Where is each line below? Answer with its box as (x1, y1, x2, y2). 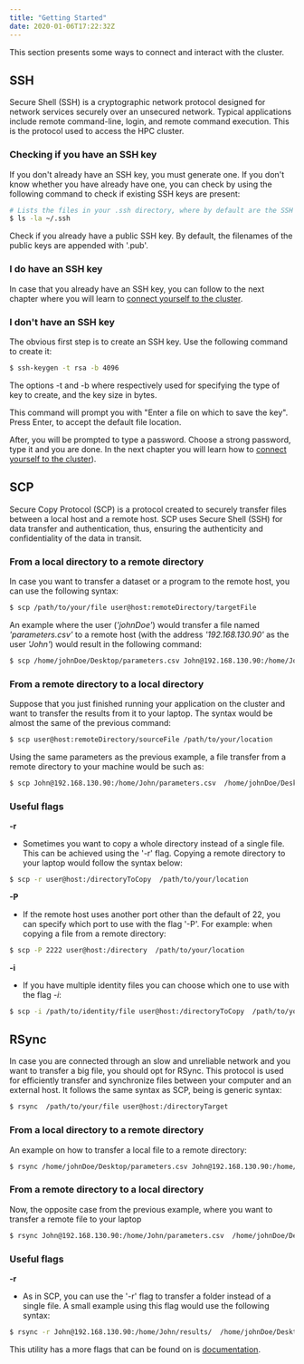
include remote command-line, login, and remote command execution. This (9, 116, 290, 127)
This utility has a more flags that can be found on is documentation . (9, 1343, 261, 1355)
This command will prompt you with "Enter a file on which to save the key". (9, 407, 289, 418)
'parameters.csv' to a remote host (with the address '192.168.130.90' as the (9, 629, 290, 640)
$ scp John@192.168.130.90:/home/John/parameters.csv (9, 779, 217, 788)
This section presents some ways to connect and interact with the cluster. (9, 46, 285, 57)
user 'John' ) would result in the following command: (9, 638, 202, 649)
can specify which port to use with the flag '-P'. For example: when (22, 918, 273, 929)
